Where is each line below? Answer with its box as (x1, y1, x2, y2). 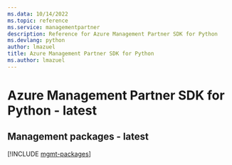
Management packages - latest (7, 131, 149, 143)
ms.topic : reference (7, 17, 69, 24)
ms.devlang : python (7, 37, 65, 44)
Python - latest (7, 102, 97, 118)
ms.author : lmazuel (7, 57, 65, 64)
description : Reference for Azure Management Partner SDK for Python (7, 30, 218, 38)
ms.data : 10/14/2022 (7, 10, 69, 18)
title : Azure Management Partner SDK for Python (7, 50, 154, 58)
